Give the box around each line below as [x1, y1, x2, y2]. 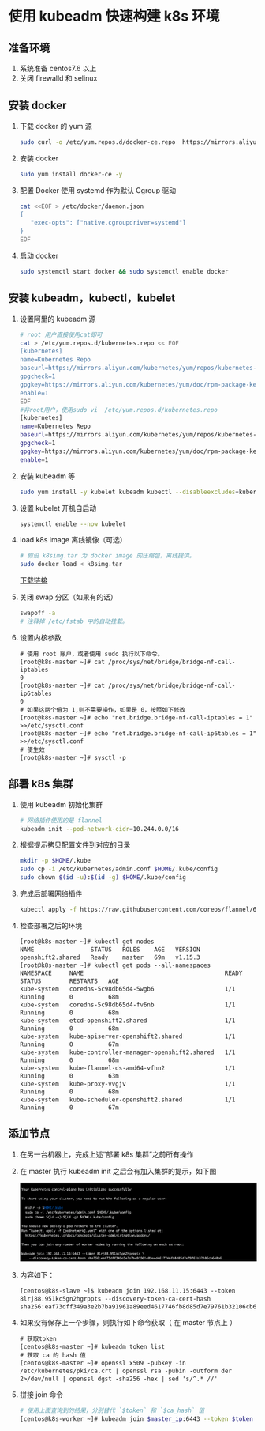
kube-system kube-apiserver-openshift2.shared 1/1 [19, 1033, 236, 1040]
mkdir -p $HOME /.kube [19, 857, 91, 865]
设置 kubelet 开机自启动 [19, 503, 97, 512]
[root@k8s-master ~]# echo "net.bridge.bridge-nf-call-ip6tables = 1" [19, 729, 257, 738]
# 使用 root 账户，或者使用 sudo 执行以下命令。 [19, 650, 164, 658]
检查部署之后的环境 [19, 920, 83, 930]
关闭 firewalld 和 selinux [19, 74, 98, 83]
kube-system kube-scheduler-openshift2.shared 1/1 [19, 1096, 236, 1104]
